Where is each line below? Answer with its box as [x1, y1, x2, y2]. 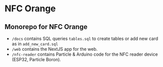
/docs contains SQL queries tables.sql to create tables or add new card [11, 35, 159, 41]
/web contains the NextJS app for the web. [11, 46, 98, 52]
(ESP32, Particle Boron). [11, 57, 61, 62]
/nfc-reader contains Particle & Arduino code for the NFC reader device [11, 51, 158, 57]
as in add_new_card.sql [11, 41, 59, 47]
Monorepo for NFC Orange [4, 23, 88, 31]
